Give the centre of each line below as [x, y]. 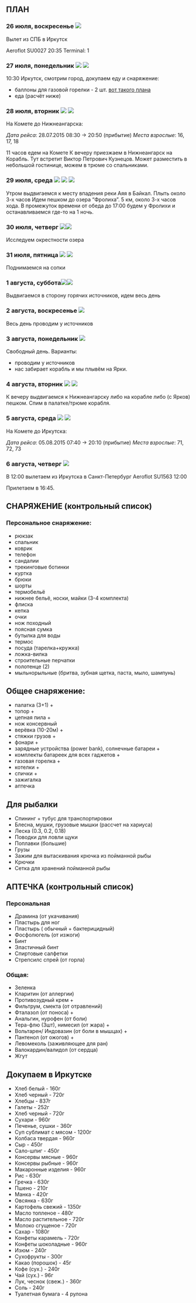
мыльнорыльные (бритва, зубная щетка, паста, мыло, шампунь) [95, 672]
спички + [26, 774]
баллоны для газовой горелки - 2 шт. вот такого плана [82, 90]
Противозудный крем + [44, 1000]
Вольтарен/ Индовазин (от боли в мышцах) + [71, 1031]
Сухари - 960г [32, 1120]
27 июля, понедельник [40, 66]
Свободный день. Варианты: [42, 351]
